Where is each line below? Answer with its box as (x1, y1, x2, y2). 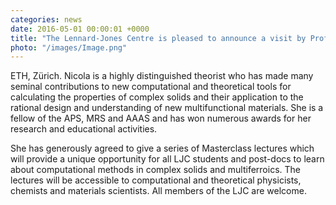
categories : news (10, 14, 83, 25)
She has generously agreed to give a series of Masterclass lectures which (10, 142, 315, 155)
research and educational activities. (10, 123, 158, 135)
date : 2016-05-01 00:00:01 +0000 (10, 24, 150, 34)
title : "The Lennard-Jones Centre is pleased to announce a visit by (10, 33, 307, 43)
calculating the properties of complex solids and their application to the (10, 91, 304, 103)
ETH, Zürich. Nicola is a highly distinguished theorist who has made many (10, 70, 314, 82)
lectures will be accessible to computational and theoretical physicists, (10, 174, 302, 186)
